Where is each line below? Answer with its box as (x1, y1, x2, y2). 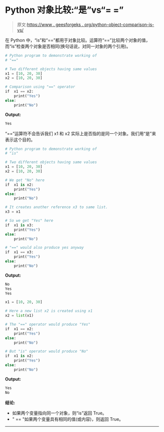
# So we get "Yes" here (5, 218, 54, 223)
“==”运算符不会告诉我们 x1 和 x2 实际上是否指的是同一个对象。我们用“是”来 (5, 130, 156, 136)
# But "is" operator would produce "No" (5, 349, 89, 354)
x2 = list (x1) (5, 313, 34, 318)
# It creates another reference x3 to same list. (5, 205, 108, 210)
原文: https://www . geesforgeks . (17, 22, 83, 27)
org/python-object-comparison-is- (84, 22, 155, 27)
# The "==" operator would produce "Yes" (5, 322, 91, 327)
